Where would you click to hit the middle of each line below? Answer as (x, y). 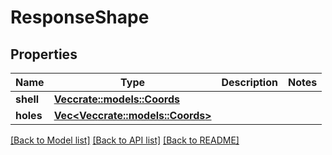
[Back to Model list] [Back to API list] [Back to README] (125, 140)
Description (249, 82)
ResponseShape (80, 17)
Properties (44, 54)
